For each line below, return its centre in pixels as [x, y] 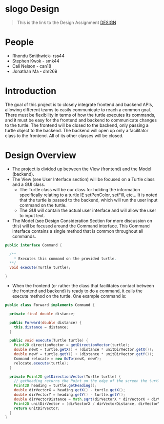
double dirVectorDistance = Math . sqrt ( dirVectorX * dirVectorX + [82, 399]
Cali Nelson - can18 [32, 66]
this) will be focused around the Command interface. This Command [81, 226]
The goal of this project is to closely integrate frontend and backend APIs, [79, 104]
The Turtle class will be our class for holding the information [80, 189]
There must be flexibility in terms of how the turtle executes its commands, [80, 115]
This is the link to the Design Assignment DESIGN [66, 22]
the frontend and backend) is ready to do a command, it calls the [77, 291]
